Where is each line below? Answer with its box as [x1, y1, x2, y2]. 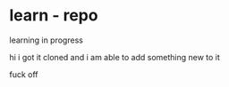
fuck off [9, 68, 38, 80]
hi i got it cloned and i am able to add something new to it [9, 51, 221, 62]
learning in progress [9, 35, 83, 45]
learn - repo [9, 5, 98, 26]
